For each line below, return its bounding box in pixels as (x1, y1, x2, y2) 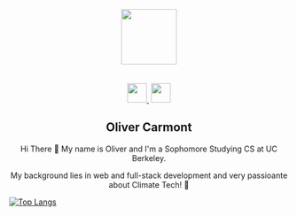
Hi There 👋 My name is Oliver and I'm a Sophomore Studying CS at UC (20, 143, 277, 154)
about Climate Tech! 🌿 (108, 179, 190, 189)
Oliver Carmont (106, 120, 192, 135)
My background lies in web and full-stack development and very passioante (10, 170, 288, 181)
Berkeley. (131, 152, 167, 163)
